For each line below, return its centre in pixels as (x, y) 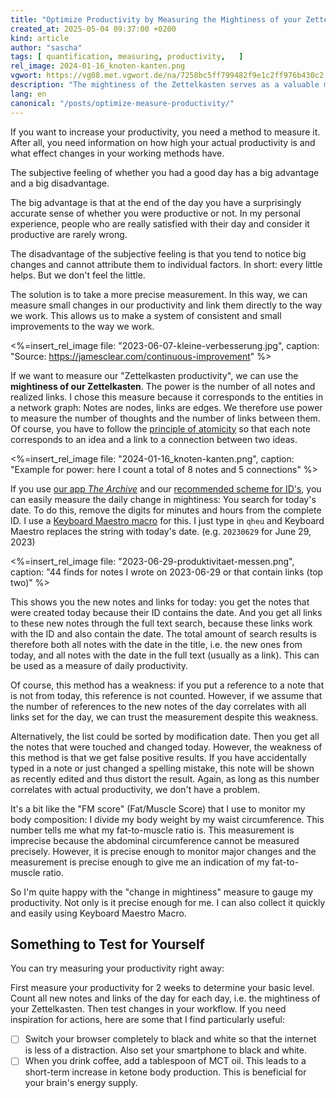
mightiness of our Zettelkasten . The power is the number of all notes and (163, 386)
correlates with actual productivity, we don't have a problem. (135, 789)
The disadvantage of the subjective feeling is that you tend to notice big (158, 253)
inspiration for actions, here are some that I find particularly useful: (147, 1020)
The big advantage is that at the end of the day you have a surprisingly (156, 202)
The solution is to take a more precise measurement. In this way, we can (159, 294)
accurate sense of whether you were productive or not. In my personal (155, 213)
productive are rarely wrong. (69, 234)
